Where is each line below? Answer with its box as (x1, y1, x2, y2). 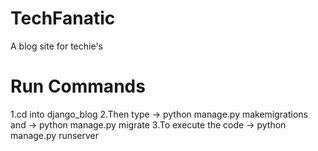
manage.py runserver (10, 129, 100, 141)
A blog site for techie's (10, 40, 103, 52)
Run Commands (10, 75, 146, 98)
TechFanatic (10, 7, 116, 30)
